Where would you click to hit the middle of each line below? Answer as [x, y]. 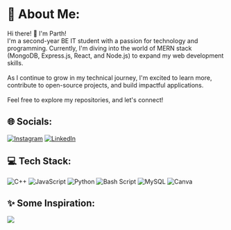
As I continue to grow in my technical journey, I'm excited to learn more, [110, 77]
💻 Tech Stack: [39, 162]
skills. [15, 63]
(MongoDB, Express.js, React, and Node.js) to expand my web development [115, 56]
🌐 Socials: [30, 122]
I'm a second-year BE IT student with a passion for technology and [103, 40]
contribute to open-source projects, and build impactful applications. [105, 85]
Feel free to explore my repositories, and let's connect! [85, 99]
